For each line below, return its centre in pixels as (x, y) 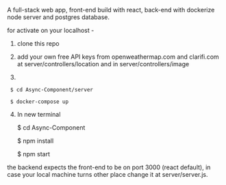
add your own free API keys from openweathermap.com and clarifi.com (118, 57)
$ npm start (33, 154)
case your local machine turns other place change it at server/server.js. (108, 174)
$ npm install (35, 141)
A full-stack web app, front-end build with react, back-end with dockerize (111, 10)
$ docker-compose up (39, 102)
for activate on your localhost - (51, 30)
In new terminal (39, 114)
